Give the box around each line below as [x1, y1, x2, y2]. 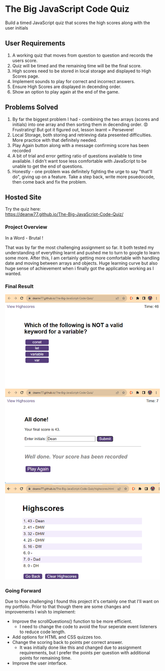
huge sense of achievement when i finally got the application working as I [5, 265, 154, 271]
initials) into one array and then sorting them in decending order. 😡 [12, 122, 148, 127]
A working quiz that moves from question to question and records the [12, 52, 153, 58]
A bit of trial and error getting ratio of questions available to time [12, 152, 142, 158]
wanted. [5, 271, 22, 276]
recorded [12, 148, 31, 153]
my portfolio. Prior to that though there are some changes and [5, 604, 131, 610]
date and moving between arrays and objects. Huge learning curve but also [5, 260, 158, 266]
